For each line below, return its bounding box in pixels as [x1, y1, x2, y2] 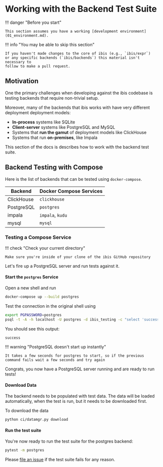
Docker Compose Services [39, 188, 103, 194]
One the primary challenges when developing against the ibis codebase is [5, 90, 153, 96]
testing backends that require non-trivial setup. [5, 95, 99, 101]
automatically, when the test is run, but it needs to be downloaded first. [5, 398, 147, 404]
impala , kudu [39, 211, 67, 218]
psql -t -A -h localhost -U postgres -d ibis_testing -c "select [5, 317, 140, 322]
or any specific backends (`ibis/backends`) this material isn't [5, 55, 140, 60]
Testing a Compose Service [5, 234, 71, 241]
